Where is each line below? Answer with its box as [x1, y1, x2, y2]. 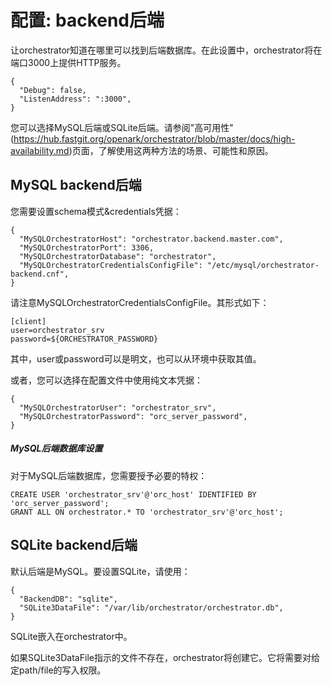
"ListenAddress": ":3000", [19, 94, 132, 104]
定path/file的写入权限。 [10, 664, 107, 676]
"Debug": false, [19, 85, 87, 95]
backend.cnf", [10, 269, 70, 279]
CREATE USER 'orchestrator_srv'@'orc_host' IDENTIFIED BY [10, 489, 257, 500]
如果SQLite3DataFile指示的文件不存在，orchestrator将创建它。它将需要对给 [10, 651, 321, 663]
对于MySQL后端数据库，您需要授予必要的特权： [10, 469, 208, 481]
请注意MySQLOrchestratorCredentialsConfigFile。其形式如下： [10, 296, 270, 308]
